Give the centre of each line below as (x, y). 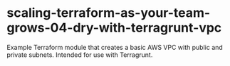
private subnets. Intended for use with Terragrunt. (80, 55)
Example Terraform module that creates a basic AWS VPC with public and (115, 47)
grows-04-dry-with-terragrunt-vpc (114, 28)
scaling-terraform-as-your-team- (109, 13)
